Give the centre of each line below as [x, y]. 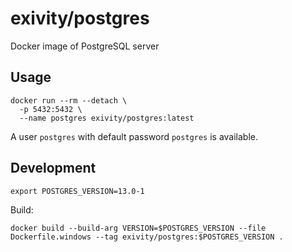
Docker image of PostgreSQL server [85, 46]
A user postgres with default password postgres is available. [134, 136]
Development [53, 168]
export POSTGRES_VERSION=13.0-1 [77, 191]
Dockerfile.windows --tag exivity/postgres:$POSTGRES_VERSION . [147, 237]
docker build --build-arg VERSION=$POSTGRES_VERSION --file [138, 228]
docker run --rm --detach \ [69, 100]
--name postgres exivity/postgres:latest [107, 118]
